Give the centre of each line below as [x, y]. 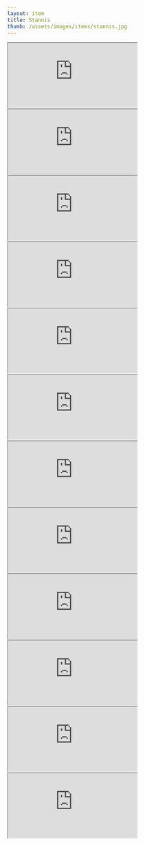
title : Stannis [29, 20]
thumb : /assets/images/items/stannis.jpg [67, 26]
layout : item [26, 13]
